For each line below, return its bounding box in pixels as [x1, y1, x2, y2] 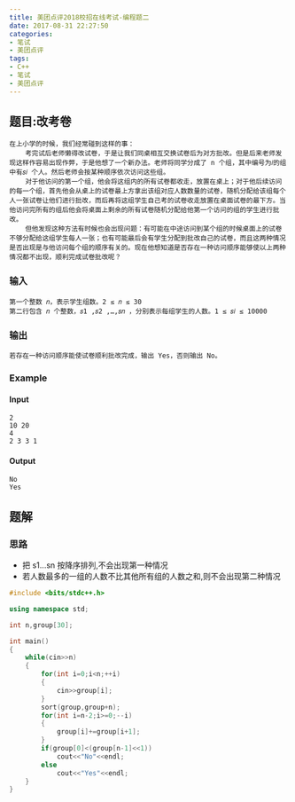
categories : [9, 29, 53, 38]
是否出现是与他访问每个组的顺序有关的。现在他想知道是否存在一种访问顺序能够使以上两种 [9, 243, 286, 253]
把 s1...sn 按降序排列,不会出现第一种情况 [21, 560, 168, 570]
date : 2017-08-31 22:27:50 [9, 21, 109, 30]
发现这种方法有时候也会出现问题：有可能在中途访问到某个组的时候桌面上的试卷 [38, 224, 283, 233]
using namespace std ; [9, 604, 89, 613]
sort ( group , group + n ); [41, 703, 121, 712]
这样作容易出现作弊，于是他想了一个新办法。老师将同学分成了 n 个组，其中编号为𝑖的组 [15, 159, 287, 168]
